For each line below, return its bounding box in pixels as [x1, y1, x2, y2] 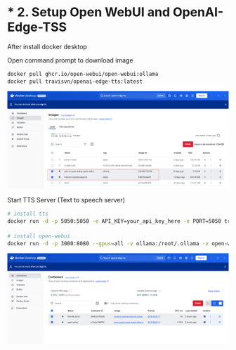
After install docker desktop [7, 42, 88, 51]
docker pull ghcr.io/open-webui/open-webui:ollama [7, 70, 159, 77]
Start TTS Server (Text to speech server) [7, 196, 125, 205]
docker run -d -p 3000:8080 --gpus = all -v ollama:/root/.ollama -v [7, 240, 209, 247]
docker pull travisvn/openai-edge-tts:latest [7, 78, 143, 85]
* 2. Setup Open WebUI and [7, 4, 171, 20]
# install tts [7, 210, 49, 218]
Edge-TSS [7, 19, 67, 35]
